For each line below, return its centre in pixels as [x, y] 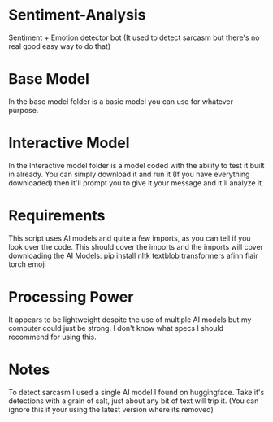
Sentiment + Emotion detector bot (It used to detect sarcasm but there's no [134, 37]
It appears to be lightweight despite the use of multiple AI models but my [130, 320]
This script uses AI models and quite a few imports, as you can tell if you [130, 238]
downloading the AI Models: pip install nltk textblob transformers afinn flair [133, 255]
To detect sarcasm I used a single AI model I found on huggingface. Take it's [136, 392]
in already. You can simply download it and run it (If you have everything [129, 174]
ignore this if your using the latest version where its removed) [111, 409]
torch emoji [27, 264]
